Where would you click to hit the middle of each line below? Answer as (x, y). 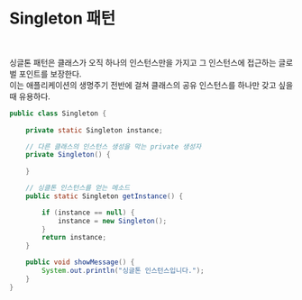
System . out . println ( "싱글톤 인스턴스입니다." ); (123, 271)
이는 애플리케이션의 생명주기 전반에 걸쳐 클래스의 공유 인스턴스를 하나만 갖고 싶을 (151, 85)
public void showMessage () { (80, 262)
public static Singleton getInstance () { (104, 196)
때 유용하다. (30, 96)
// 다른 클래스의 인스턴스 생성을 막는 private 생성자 (114, 146)
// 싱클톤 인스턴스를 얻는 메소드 (78, 188)
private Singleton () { (68, 155)
